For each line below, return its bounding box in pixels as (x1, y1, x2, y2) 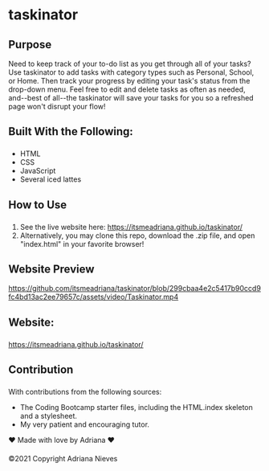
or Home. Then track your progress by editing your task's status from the (8, 76, 251, 85)
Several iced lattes (19, 174, 82, 184)
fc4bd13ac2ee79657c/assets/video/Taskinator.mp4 (8, 292, 179, 302)
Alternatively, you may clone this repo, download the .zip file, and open (19, 231, 255, 240)
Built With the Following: (8, 125, 134, 138)
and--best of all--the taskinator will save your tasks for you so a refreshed (8, 93, 255, 102)
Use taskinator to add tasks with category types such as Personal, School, (8, 68, 255, 77)
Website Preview (8, 263, 95, 276)
